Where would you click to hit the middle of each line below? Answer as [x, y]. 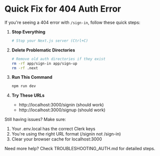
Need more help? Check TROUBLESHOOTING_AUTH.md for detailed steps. [80, 149]
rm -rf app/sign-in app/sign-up [44, 63]
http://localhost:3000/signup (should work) [62, 110]
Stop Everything [28, 32]
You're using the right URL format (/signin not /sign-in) [66, 134]
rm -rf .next [25, 68]
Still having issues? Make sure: [35, 120]
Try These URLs [28, 95]
